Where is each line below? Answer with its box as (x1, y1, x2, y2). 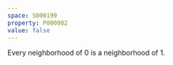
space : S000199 (7, 11, 58, 20)
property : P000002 (7, 19, 68, 27)
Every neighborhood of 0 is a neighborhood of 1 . (7, 48, 165, 58)
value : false (7, 26, 51, 34)
